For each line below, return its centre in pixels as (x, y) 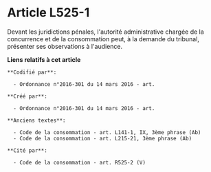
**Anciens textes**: (37, 120)
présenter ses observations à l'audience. (65, 46)
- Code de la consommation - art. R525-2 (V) (80, 162)
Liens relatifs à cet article (44, 59)
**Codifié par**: (32, 72)
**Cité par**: (27, 150)
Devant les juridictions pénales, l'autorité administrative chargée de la (105, 32)
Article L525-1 (48, 13)
